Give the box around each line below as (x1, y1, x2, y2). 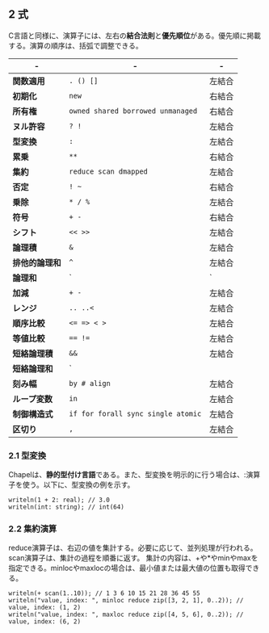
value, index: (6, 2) (8, 618, 82, 626)
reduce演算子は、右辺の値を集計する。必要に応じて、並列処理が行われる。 (8, 543, 258, 553)
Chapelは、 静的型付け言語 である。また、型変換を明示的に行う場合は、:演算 (8, 470, 261, 480)
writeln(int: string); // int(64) (8, 503, 125, 511)
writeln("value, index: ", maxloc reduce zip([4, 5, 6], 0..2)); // (8, 610, 244, 619)
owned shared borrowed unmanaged (69, 106, 198, 115)
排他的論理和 (12, 257, 62, 268)
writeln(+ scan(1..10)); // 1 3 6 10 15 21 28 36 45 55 (8, 589, 200, 597)
